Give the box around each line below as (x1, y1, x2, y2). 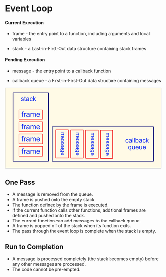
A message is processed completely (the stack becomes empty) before (12, 256, 159, 262)
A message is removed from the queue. (12, 191, 93, 197)
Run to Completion (5, 242, 64, 251)
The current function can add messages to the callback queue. (12, 218, 141, 223)
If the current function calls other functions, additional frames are (12, 207, 146, 213)
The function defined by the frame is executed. (12, 202, 109, 208)
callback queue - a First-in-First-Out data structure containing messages (12, 77, 161, 83)
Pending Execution (5, 56, 45, 62)
